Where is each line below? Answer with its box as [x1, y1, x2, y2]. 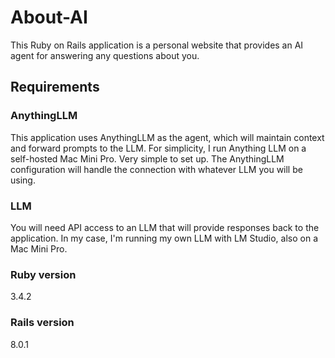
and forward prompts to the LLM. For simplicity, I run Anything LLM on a [10, 142, 307, 154]
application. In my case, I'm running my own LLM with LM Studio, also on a [10, 232, 319, 244]
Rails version [10, 316, 75, 330]
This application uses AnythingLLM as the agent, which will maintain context [10, 131, 325, 143]
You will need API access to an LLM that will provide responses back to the [10, 221, 320, 233]
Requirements [10, 79, 100, 96]
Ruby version [10, 267, 77, 281]
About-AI [10, 6, 88, 29]
